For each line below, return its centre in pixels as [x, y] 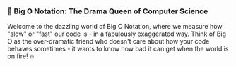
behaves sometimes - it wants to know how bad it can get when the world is [118, 49]
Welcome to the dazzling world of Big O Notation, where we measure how [115, 27]
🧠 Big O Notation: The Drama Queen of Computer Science [108, 11]
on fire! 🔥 [21, 56]
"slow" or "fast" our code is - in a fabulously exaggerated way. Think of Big [117, 34]
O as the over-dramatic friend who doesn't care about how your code [108, 41]
